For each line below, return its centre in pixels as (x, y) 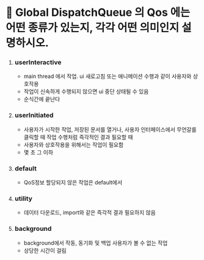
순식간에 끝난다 (42, 99)
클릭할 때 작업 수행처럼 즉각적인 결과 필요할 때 (78, 137)
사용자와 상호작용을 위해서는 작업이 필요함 (74, 144)
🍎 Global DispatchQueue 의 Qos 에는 (98, 12)
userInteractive (38, 63)
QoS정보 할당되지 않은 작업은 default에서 (73, 183)
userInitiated (34, 115)
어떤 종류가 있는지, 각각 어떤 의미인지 (93, 28)
